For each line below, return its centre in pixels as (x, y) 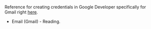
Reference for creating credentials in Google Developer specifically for (75, 7)
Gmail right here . (21, 12)
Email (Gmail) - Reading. (36, 22)
